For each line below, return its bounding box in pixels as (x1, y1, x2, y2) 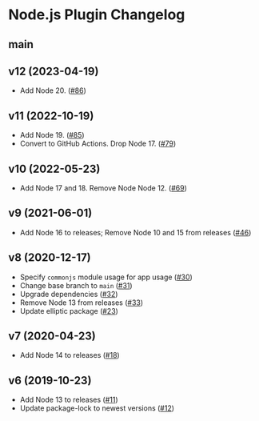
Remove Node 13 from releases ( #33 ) (19, 298, 144, 307)
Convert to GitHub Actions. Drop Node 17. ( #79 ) (19, 138, 177, 149)
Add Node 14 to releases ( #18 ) (19, 351, 120, 360)
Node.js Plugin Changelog (8, 6, 185, 24)
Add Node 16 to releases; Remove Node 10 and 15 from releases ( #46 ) (19, 227, 252, 237)
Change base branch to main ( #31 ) (19, 280, 133, 290)
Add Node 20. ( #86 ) (19, 86, 86, 95)
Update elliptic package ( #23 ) (19, 306, 118, 315)
